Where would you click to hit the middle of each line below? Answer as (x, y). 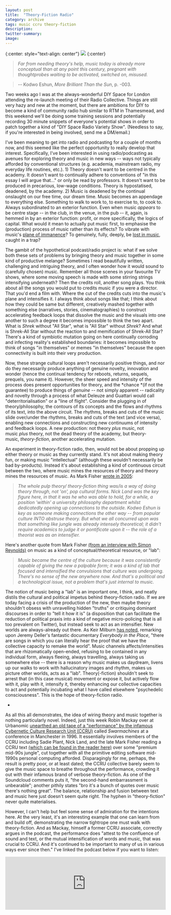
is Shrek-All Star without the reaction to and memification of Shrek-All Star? (84, 331)
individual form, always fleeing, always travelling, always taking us (75, 657)
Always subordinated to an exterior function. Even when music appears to (83, 207)
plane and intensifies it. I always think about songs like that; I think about (81, 299)
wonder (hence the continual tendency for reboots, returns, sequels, (77, 374)
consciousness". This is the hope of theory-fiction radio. (64, 695)
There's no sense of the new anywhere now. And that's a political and (91, 576)
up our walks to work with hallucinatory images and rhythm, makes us (78, 668)
